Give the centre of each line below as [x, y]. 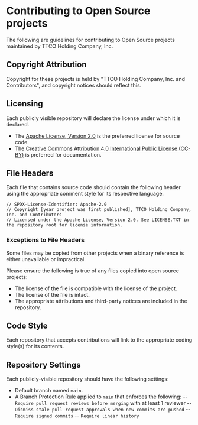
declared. [18, 124]
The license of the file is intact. [52, 294]
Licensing [25, 104]
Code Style [27, 326]
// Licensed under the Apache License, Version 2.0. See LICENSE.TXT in [98, 220]
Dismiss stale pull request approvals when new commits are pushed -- [103, 410]
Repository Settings [43, 365]
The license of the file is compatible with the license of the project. [96, 288]
